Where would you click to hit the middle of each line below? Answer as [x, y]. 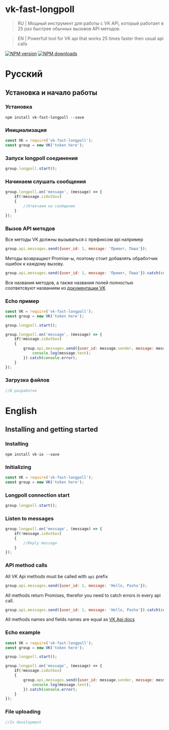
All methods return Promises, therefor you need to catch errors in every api [83, 595]
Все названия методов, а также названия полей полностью [69, 282]
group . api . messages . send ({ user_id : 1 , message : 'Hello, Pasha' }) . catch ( [83, 610]
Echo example [23, 633]
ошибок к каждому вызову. [35, 264]
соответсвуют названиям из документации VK [55, 288]
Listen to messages [29, 518]
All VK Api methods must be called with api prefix [57, 576]
